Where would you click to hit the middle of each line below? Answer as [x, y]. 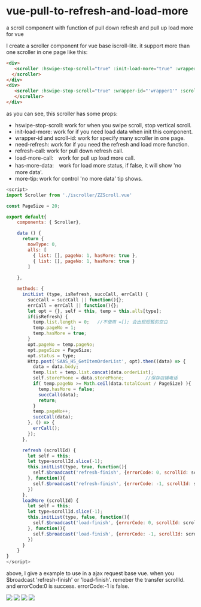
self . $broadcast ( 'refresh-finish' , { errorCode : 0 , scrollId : [110, 473]
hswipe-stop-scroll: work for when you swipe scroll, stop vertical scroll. [103, 125]
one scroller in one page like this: [47, 52]
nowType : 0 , [43, 244]
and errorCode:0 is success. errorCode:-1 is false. [68, 586]
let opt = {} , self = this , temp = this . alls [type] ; [95, 311]
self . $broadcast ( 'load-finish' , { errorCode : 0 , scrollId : [106, 523]
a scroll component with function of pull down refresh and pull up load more [100, 28]
